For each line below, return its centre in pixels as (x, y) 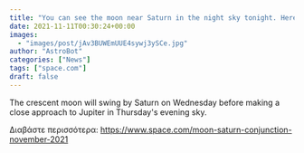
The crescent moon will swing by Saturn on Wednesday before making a (145, 102)
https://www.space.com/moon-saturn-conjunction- (196, 129)
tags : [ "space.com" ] (48, 69)
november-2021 (39, 139)
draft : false (34, 77)
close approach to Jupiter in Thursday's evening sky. (108, 112)
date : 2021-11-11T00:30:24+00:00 (72, 26)
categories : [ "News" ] (50, 60)
